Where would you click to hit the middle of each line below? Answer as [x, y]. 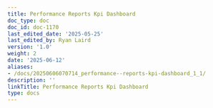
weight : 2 [22, 54]
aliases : [20, 67]
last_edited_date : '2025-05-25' [55, 34]
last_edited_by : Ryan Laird [49, 40]
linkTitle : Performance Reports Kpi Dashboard [78, 87]
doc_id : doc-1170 [33, 27]
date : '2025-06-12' [36, 60]
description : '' [31, 80]
